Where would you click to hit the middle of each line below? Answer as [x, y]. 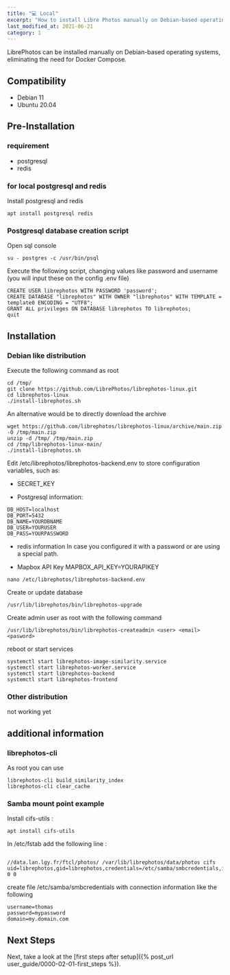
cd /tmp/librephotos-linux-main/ [55, 445]
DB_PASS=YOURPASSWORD [38, 534]
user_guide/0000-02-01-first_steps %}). [64, 964]
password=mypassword [37, 913]
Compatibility [37, 81]
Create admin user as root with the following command [85, 618]
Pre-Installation [41, 127]
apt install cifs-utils [41, 831]
